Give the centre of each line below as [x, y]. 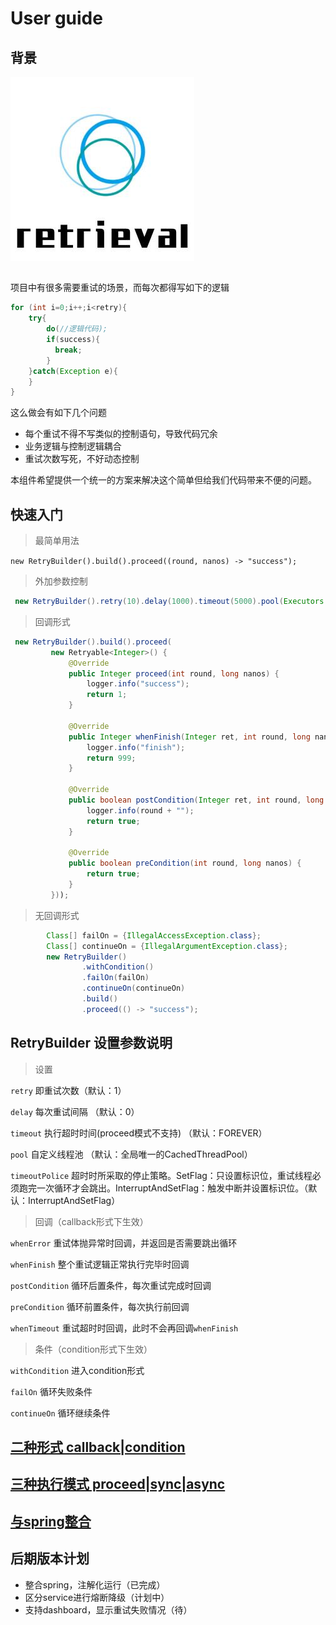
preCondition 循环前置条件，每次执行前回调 [100, 1306]
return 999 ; [111, 758]
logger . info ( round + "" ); [140, 810]
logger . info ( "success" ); [138, 684]
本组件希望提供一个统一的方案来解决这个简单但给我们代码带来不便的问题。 [163, 480]
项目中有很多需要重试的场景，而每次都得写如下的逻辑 [120, 288]
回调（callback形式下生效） [91, 1221]
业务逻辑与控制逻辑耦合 [73, 446]
